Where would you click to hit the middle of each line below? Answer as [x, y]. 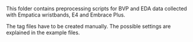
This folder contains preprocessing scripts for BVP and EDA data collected [97, 9]
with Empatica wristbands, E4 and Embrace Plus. [66, 15]
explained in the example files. [43, 33]
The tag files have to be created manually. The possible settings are [89, 26]
